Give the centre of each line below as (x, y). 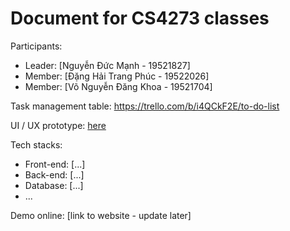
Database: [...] (54, 185)
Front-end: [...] (55, 164)
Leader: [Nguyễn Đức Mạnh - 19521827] (107, 65)
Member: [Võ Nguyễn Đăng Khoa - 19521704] (118, 86)
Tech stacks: (36, 144)
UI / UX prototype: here (58, 125)
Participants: (36, 46)
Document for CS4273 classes (140, 18)
